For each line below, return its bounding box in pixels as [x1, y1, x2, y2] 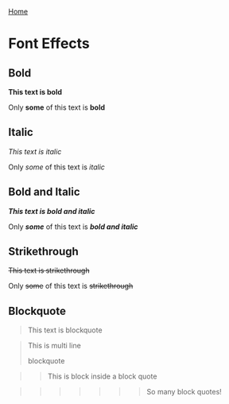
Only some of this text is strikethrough [8, 282, 134, 291]
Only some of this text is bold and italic [8, 222, 138, 231]
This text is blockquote [27, 325, 103, 335]
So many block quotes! [146, 387, 223, 397]
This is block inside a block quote [47, 371, 157, 381]
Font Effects [8, 35, 90, 52]
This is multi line [27, 341, 81, 351]
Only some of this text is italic [8, 162, 106, 172]
